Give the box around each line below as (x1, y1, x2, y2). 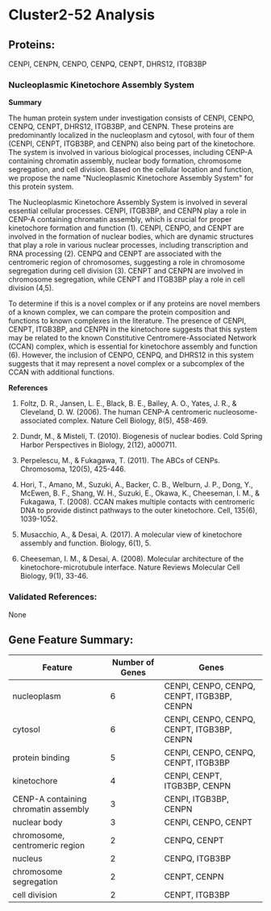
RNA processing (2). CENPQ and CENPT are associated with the (8, 249, 222, 259)
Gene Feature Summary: (8, 633, 134, 646)
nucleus (12, 853, 43, 864)
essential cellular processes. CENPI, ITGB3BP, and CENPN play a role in (8, 206, 247, 215)
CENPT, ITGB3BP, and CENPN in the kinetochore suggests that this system (8, 324, 258, 334)
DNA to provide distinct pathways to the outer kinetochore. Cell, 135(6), (19, 506, 258, 516)
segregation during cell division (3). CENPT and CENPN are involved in (8, 266, 244, 276)
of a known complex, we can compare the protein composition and (8, 307, 231, 317)
